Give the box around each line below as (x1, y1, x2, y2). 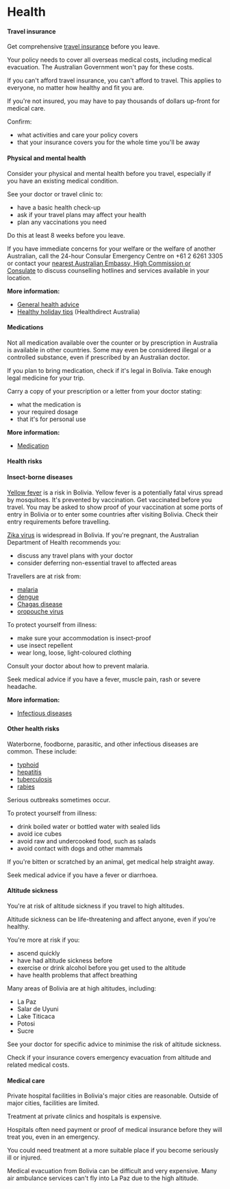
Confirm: (7, 117, 32, 126)
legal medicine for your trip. (7, 374, 86, 382)
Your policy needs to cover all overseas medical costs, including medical (7, 56, 212, 64)
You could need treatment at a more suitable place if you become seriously (7, 1146, 219, 1155)
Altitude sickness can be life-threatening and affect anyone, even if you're (7, 915, 216, 923)
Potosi (16, 1019, 36, 1028)
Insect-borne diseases (7, 473, 73, 481)
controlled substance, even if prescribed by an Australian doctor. (7, 353, 190, 361)
